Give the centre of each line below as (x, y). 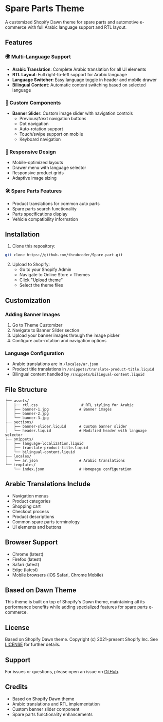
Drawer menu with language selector (49, 168)
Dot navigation (34, 124)
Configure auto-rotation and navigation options (59, 340)
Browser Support (32, 542)
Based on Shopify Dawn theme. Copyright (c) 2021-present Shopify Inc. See (81, 639)
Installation (22, 234)
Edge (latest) (25, 570)
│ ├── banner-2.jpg (27, 413)
